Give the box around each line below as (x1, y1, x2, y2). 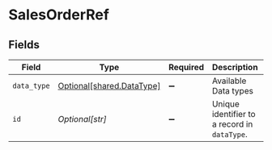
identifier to (211, 109, 257, 119)
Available (211, 75, 247, 86)
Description (211, 62, 258, 73)
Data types (211, 85, 253, 96)
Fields (8, 38, 40, 52)
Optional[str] (57, 114, 107, 124)
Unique (211, 98, 240, 110)
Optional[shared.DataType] (57, 81, 161, 91)
